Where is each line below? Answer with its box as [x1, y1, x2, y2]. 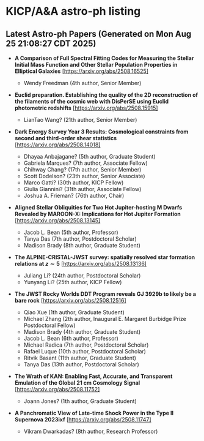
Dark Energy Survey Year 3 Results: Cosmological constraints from [14, 128, 189, 135]
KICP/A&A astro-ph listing [5, 4, 141, 18]
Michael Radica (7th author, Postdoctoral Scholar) [23, 341, 149, 349]
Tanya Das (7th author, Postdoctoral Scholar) [23, 235, 137, 243]
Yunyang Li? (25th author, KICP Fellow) [23, 279, 122, 285]
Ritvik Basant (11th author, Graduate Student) [23, 354, 137, 361]
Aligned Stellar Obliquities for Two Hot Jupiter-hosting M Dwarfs [14, 204, 183, 211]
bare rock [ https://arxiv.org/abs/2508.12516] [14, 297, 126, 304]
